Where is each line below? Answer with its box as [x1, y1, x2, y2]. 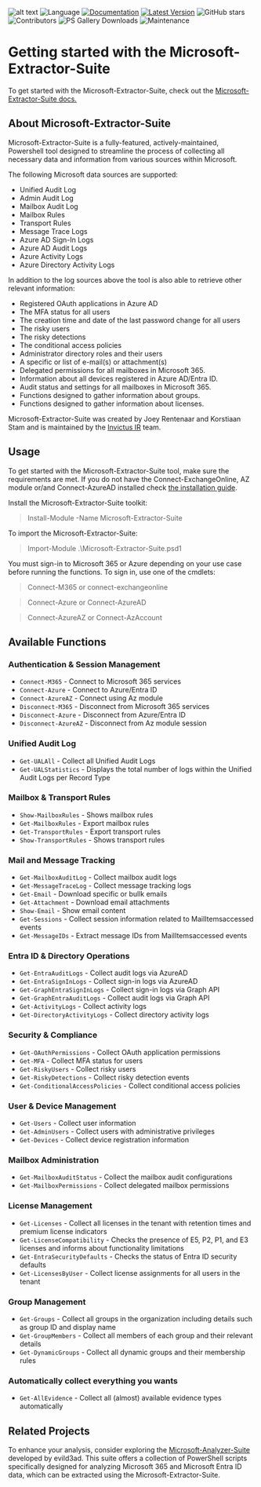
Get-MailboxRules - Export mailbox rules [19, 818, 150, 828]
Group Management [8, 1296, 86, 1307]
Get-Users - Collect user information [19, 1119, 136, 1128]
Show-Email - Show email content [19, 906, 126, 915]
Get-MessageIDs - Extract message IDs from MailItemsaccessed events [19, 931, 248, 941]
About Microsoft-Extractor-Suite [8, 117, 171, 130]
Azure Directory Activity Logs [19, 260, 115, 269]
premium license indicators [19, 1226, 107, 1236]
